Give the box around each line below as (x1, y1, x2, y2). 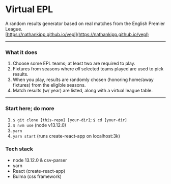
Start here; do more (5, 105, 54, 112)
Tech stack (5, 145, 33, 152)
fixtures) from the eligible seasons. (12, 82, 86, 88)
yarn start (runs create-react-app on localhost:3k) (12, 133, 121, 139)
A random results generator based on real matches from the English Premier (5, 20, 165, 27)
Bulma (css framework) (12, 173, 62, 179)
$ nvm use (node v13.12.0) (12, 122, 67, 128)
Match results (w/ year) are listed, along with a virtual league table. (12, 88, 153, 94)
